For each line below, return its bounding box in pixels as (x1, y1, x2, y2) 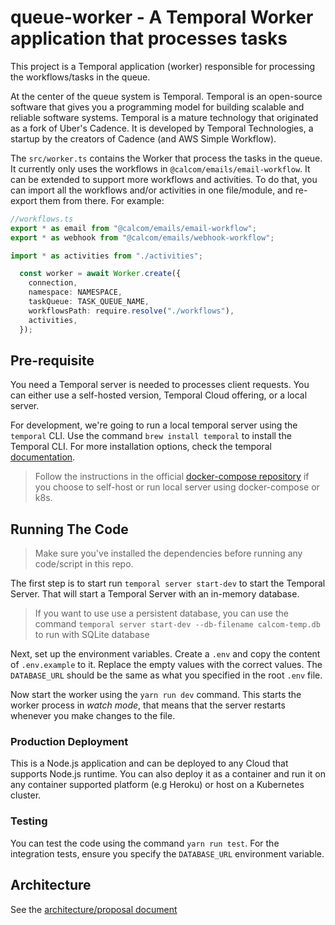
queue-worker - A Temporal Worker (10, 6, 314, 29)
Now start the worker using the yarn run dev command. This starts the (10, 689, 302, 701)
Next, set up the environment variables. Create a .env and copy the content (10, 648, 321, 660)
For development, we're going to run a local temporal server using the (10, 419, 298, 431)
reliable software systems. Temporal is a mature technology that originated (10, 111, 319, 123)
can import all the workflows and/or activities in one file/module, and (10, 184, 293, 196)
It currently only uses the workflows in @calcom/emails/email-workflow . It (10, 162, 311, 175)
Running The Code (10, 521, 129, 538)
